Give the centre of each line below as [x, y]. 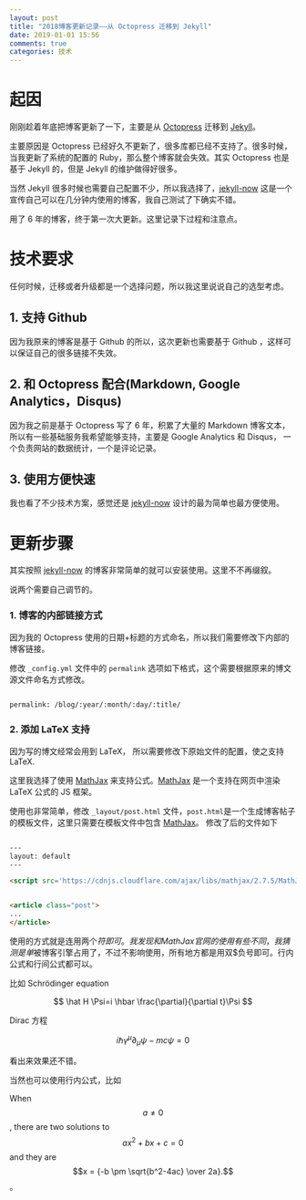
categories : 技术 [41, 52]
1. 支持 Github [48, 318]
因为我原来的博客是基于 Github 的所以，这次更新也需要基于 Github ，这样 [147, 341]
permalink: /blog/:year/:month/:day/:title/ [95, 704]
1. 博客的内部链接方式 [56, 616]
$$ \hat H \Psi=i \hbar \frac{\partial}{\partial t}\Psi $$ [153, 1001]
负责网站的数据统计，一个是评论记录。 [89, 448]
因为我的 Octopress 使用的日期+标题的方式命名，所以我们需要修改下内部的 [149, 637]
